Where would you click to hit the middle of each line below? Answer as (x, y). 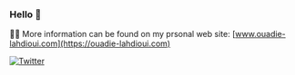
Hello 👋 (25, 14)
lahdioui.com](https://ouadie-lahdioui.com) (90, 43)
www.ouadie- (260, 34)
